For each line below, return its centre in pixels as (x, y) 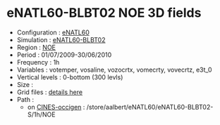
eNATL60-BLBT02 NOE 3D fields (104, 13)
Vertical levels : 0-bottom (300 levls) (70, 77)
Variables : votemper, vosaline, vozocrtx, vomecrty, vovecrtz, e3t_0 (114, 70)
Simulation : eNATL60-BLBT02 (61, 39)
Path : (25, 99)
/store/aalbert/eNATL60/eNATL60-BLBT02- (150, 107)
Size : (25, 84)
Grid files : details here (49, 92)
